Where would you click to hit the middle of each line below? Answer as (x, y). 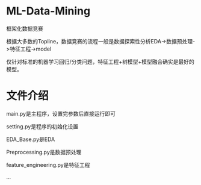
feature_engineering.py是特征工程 (48, 165)
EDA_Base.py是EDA (31, 139)
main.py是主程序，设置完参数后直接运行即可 (61, 113)
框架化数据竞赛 (25, 28)
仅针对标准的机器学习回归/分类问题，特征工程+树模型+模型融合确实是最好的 (100, 61)
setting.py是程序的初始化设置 (42, 126)
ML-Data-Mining (48, 11)
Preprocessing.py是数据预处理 (44, 152)
